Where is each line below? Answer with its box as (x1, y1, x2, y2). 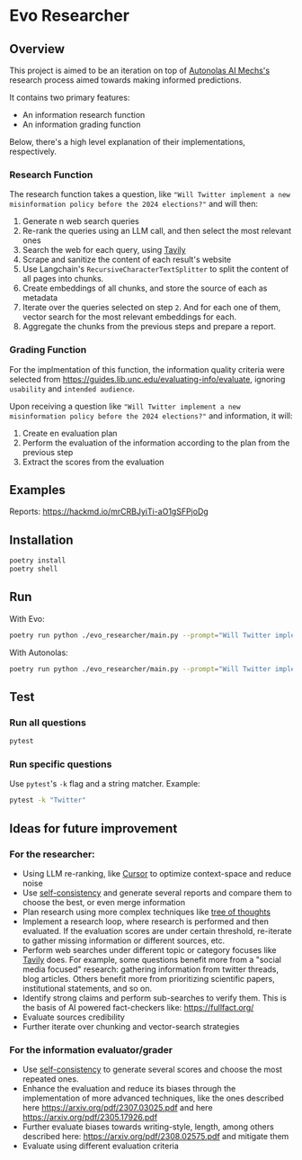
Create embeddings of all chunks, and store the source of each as (22, 283, 268, 293)
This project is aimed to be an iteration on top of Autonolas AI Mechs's (9, 65, 271, 76)
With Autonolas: (9, 647, 69, 658)
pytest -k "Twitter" (9, 796, 87, 805)
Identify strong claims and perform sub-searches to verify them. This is (22, 992, 288, 1003)
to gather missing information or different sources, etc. (22, 935, 226, 946)
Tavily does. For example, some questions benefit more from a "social (22, 954, 281, 965)
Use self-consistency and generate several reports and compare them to (22, 887, 292, 898)
